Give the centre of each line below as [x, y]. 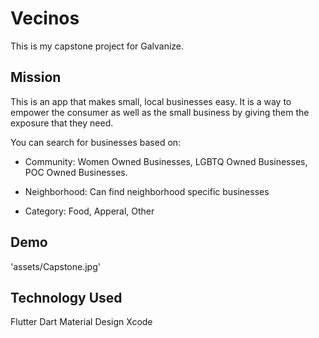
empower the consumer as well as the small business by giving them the [160, 112]
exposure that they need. [62, 123]
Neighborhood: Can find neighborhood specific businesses [147, 191]
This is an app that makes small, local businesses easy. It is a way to [151, 101]
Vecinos [45, 18]
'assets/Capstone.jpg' [55, 266]
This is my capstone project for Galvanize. [97, 46]
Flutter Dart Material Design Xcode [81, 322]
